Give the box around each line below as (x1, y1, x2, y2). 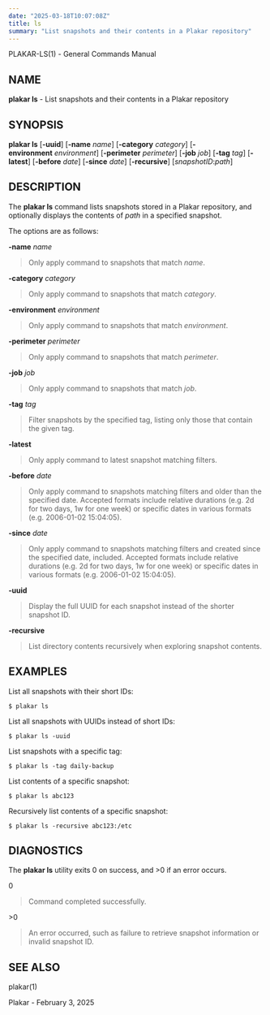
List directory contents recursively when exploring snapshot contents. (28, 641, 262, 650)
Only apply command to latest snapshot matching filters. (28, 455, 217, 464)
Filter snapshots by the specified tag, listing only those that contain (28, 415, 253, 425)
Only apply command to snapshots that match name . (28, 257, 205, 267)
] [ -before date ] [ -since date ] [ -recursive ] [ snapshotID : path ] (28, 157, 234, 166)
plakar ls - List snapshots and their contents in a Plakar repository (8, 94, 229, 104)
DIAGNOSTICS (8, 844, 84, 857)
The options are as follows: (8, 226, 99, 235)
